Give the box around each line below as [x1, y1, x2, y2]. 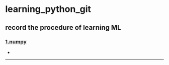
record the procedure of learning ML [5, 23, 122, 32]
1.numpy [5, 38, 27, 45]
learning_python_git [5, 3, 92, 15]
